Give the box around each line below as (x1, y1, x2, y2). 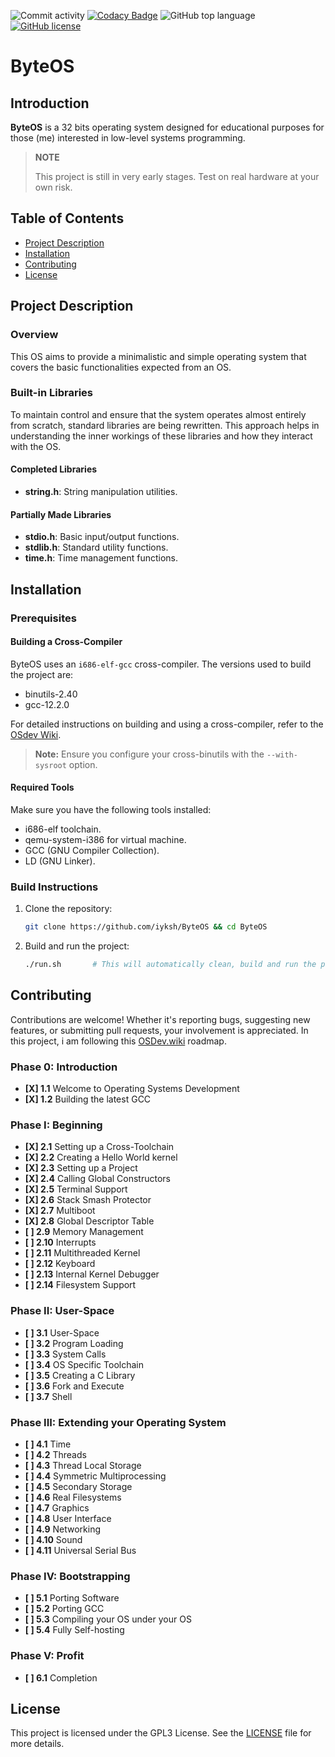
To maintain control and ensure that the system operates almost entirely (10, 408, 307, 420)
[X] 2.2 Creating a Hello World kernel (24, 1151, 178, 1164)
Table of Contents (10, 210, 125, 227)
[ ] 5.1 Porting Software (24, 1592, 120, 1604)
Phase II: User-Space (10, 1304, 115, 1318)
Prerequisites (10, 611, 77, 625)
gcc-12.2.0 (24, 698, 70, 710)
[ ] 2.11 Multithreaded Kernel (24, 1247, 141, 1259)
